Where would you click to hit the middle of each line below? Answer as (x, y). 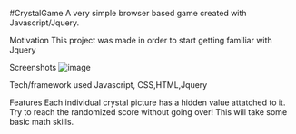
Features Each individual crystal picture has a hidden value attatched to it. (148, 102)
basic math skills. (42, 122)
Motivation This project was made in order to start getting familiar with (141, 40)
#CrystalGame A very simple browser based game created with (128, 13)
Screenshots (33, 67)
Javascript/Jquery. (44, 23)
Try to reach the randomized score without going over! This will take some (148, 112)
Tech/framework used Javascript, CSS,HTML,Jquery (109, 85)
